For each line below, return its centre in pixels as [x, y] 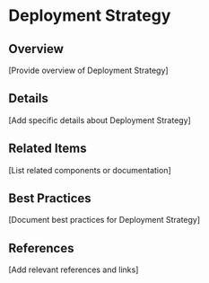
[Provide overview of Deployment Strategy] [88, 70]
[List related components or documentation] [90, 170]
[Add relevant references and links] [74, 270]
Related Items [48, 149]
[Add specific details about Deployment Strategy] [100, 120]
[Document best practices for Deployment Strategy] [104, 220]
